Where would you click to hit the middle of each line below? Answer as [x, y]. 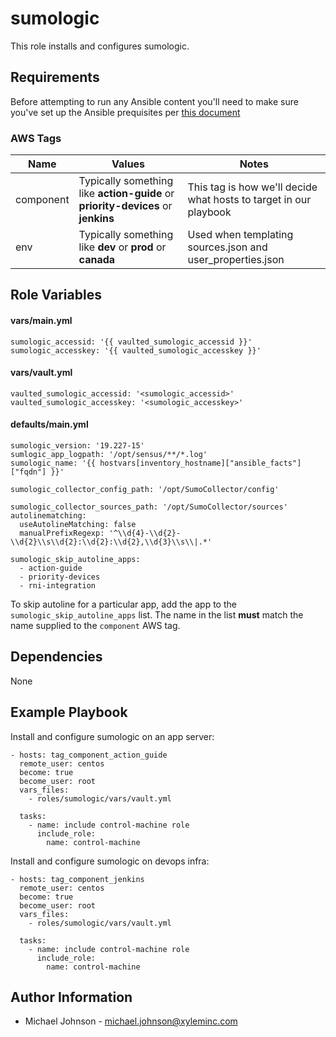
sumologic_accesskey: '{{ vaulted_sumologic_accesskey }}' [136, 350]
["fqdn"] [28, 472]
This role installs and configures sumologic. [100, 46]
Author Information [71, 997]
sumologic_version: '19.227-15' [77, 446]
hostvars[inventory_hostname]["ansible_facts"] [200, 463]
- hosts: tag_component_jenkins [77, 879]
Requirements [55, 77]
